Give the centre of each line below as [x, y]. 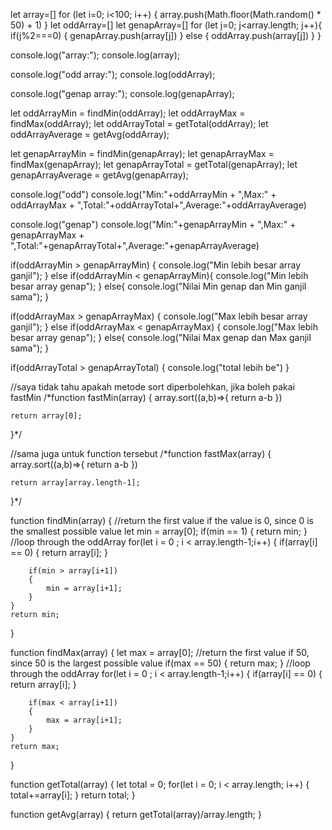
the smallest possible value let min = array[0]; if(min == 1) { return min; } [159, 531]
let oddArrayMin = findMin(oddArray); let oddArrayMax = [128, 113]
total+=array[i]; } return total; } [73, 795]
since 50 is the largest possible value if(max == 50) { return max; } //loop [160, 663]
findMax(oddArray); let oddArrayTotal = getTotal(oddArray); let [139, 123]
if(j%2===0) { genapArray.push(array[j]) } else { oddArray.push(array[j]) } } [166, 35]
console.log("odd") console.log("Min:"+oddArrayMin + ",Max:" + [143, 194]
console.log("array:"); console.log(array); [95, 55]
